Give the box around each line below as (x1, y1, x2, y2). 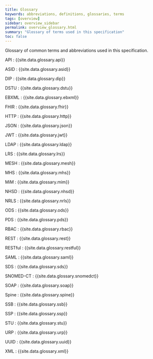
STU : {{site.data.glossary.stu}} (5, 320, 67, 326)
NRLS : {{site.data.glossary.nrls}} (5, 197, 71, 204)
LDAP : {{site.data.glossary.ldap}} (5, 141, 72, 147)
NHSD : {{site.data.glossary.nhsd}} (5, 188, 75, 194)
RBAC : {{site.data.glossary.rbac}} (5, 226, 73, 232)
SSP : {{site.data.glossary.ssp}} (5, 310, 68, 316)
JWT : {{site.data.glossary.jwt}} (5, 132, 68, 138)
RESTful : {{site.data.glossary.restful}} (5, 245, 81, 250)
